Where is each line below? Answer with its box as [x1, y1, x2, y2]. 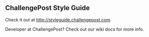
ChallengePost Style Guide [5, 4, 90, 12]
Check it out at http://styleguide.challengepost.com [5, 17, 111, 22]
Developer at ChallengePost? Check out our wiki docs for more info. [5, 26, 145, 32]
